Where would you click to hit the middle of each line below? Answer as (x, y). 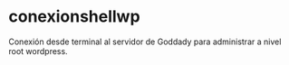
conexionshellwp (75, 17)
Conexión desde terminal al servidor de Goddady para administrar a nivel (145, 42)
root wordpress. (39, 51)
